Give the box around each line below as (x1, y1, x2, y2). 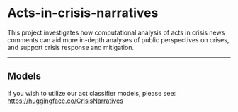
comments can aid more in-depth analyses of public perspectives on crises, (7, 35, 229, 44)
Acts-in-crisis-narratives (7, 5, 159, 21)
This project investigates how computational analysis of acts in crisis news (7, 28, 225, 37)
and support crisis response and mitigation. (7, 43, 135, 51)
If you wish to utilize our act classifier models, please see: (7, 89, 176, 97)
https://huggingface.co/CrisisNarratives (7, 97, 124, 105)
